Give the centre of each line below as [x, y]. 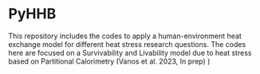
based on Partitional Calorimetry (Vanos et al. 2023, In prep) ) [109, 61]
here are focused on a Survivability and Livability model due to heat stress [130, 53]
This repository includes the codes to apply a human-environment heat [125, 36]
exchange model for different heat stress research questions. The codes [127, 44]
